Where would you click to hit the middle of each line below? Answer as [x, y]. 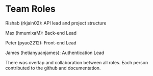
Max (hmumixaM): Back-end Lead [41, 33]
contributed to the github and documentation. [53, 68]
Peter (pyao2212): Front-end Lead [41, 43]
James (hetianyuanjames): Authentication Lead [55, 53]
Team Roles [31, 9]
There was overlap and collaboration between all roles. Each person [77, 62]
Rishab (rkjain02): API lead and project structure [56, 23]
